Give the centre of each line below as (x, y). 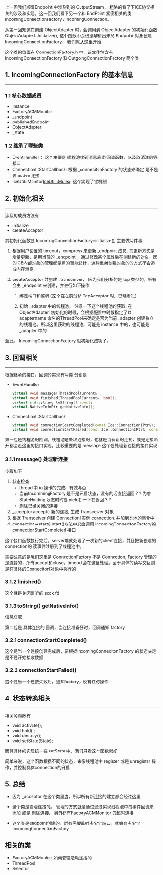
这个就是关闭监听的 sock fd (32, 593)
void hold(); (24, 730)
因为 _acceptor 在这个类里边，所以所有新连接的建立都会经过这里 (76, 797)
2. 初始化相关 (25, 198)
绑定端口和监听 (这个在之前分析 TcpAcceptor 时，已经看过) (78, 296)
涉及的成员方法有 (22, 216)
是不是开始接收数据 (24, 657)
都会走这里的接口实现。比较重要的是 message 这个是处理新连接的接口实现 (83, 446)
